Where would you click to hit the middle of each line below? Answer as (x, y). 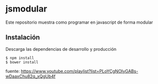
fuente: (13, 71)
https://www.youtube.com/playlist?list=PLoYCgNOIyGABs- (79, 71)
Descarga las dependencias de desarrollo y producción (61, 49)
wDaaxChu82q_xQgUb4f (31, 76)
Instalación (23, 37)
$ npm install (20, 58)
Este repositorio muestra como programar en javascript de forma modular (79, 22)
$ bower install (22, 62)
